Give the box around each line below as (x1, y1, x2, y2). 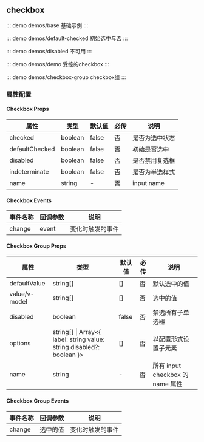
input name (132, 178, 165, 187)
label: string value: (52, 335, 105, 344)
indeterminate (9, 167, 49, 175)
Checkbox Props (6, 106, 50, 113)
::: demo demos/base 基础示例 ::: (6, 21, 89, 29)
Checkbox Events (6, 197, 52, 204)
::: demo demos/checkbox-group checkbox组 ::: (6, 73, 126, 81)
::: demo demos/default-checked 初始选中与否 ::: (6, 35, 128, 42)
